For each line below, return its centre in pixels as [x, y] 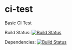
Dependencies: [20, 42]
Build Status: [18, 32]
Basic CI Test [18, 23]
